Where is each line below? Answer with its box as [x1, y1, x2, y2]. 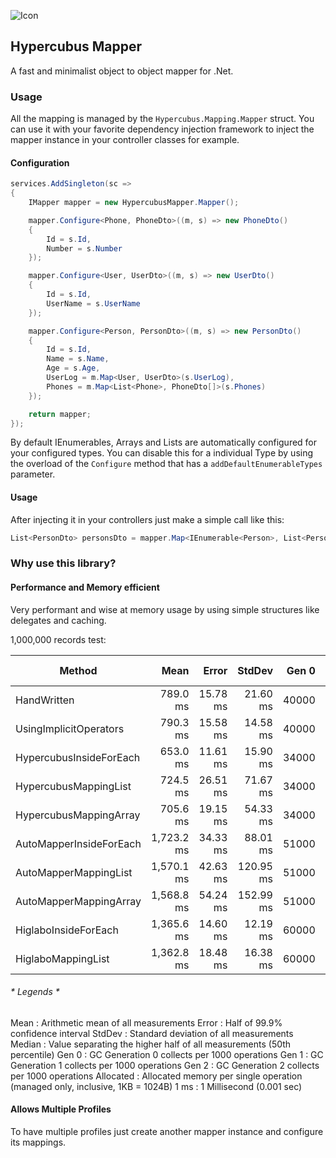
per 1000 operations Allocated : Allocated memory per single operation [10, 1070, 303, 1082]
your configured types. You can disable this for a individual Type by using [10, 447, 314, 459]
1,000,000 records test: [10, 633, 107, 645]
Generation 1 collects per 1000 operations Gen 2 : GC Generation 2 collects [10, 1059, 320, 1071]
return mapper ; [28, 409, 92, 419]
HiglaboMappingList [15, 951, 110, 965]
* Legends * [10, 986, 60, 998]
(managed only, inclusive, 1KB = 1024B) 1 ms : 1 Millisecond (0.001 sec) [10, 1080, 303, 1092]
